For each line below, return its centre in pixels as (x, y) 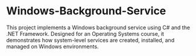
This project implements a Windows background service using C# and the (98, 27)
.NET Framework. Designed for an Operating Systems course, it (85, 33)
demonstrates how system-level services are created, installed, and (90, 40)
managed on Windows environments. (52, 46)
